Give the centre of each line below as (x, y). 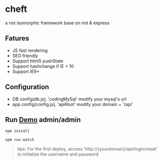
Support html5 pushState (38, 61)
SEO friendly (25, 55)
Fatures (17, 38)
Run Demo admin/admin (43, 120)
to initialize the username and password (58, 154)
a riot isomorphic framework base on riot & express (57, 23)
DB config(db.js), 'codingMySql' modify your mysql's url (69, 99)
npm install (17, 131)
